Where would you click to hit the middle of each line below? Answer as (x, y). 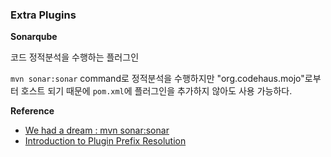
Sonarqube (34, 37)
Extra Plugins (43, 15)
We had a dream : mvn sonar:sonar (97, 130)
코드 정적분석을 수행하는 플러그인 (75, 57)
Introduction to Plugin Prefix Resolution (105, 141)
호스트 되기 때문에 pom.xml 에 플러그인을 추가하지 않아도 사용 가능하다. (156, 91)
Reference (32, 111)
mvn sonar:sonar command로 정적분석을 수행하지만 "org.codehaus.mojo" (157, 79)
